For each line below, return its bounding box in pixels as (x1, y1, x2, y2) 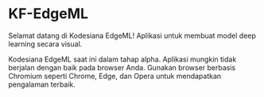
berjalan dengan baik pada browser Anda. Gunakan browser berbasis (8, 62, 236, 72)
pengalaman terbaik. (8, 80, 76, 89)
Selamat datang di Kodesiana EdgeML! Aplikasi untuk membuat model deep (8, 31, 257, 40)
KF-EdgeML (8, 5, 89, 23)
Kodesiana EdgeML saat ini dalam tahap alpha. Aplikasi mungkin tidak (8, 54, 237, 64)
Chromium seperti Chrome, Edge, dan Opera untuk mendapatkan (8, 71, 222, 80)
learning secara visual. (8, 39, 83, 48)
